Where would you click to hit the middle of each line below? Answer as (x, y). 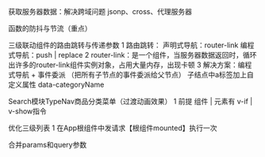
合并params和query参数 (48, 145)
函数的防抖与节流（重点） (50, 28)
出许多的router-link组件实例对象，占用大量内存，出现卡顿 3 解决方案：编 (127, 65)
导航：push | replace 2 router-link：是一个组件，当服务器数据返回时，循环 (136, 55)
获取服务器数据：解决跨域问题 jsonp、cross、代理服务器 (100, 11)
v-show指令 (28, 111)
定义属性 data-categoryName (56, 84)
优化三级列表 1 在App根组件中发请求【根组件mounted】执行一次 (113, 128)
